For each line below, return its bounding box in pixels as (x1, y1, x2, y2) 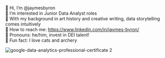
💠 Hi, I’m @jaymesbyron (5, 5, 56, 11)
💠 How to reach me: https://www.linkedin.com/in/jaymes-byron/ (5, 26, 139, 33)
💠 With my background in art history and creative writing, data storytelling (5, 16, 160, 21)
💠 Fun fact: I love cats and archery (5, 37, 77, 43)
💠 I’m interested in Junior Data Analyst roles (5, 10, 97, 16)
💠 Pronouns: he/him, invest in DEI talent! (5, 32, 90, 38)
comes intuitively (5, 21, 41, 27)
